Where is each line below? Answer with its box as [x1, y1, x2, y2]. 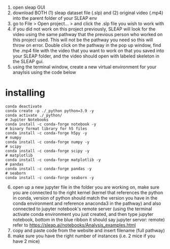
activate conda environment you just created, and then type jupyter [12, 211, 154, 217]
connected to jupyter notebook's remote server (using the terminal [12, 206, 152, 212]
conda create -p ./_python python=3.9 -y [5, 108, 94, 114]
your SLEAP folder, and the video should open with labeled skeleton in [12, 53, 160, 59]
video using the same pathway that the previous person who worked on [12, 32, 163, 37]
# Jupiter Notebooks [5, 117, 49, 122]
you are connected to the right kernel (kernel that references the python [12, 189, 163, 196]
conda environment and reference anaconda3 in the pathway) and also [12, 200, 161, 206]
